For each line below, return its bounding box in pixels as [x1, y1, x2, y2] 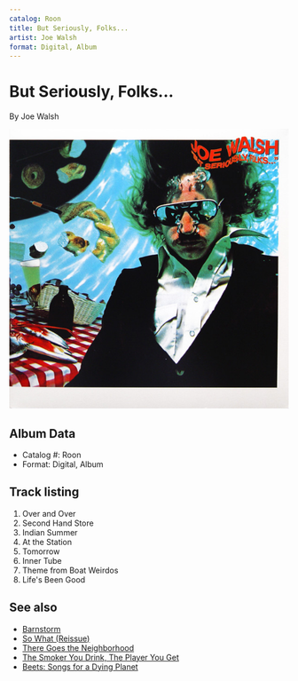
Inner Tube [21, 555, 62, 566]
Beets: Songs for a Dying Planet [21, 661, 139, 672]
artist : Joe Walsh [9, 33, 77, 42]
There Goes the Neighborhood [21, 642, 135, 653]
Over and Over [21, 508, 76, 519]
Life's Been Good [21, 574, 86, 585]
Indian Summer [21, 527, 78, 537]
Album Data [9, 426, 76, 441]
